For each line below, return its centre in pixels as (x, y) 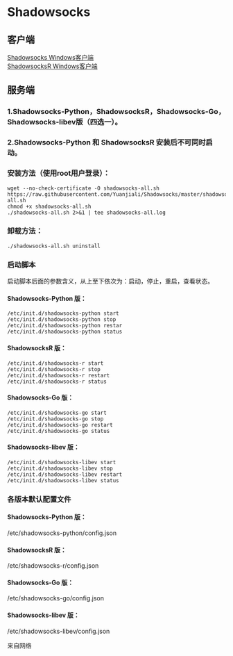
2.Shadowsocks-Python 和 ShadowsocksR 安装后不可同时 (106, 142)
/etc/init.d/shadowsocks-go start (57, 413)
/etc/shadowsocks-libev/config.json (59, 631)
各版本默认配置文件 (39, 499)
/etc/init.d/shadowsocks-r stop (54, 369)
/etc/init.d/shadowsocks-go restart (60, 425)
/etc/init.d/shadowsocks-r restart (59, 375)
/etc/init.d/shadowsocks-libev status (63, 480)
